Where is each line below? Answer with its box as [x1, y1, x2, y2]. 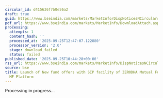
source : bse [5, 66, 29, 70]
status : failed [9, 52, 40, 57]
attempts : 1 [9, 29, 34, 34]
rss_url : [5, 61, 23, 66]
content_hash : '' [9, 34, 45, 39]
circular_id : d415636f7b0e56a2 [5, 7, 68, 12]
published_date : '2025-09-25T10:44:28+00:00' [5, 56, 98, 61]
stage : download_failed [9, 47, 57, 52]
